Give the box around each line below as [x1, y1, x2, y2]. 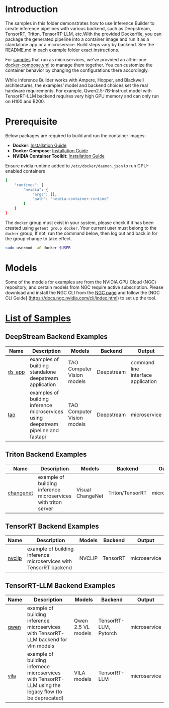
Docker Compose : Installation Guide [12, 147, 89, 154]
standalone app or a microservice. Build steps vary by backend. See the [5, 41, 154, 47]
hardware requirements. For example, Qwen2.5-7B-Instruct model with [5, 87, 152, 93]
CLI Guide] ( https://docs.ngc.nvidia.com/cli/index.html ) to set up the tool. [5, 295, 157, 301]
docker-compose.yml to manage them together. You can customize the [5, 62, 153, 68]
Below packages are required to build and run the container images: [5, 132, 146, 139]
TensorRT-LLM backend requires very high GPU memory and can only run [5, 93, 159, 99]
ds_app [8, 368, 25, 375]
